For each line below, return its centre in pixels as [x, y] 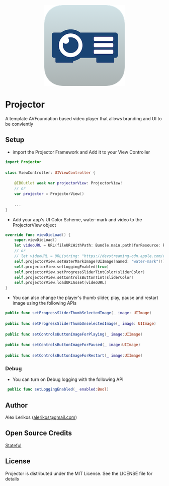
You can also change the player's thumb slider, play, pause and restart [85, 298]
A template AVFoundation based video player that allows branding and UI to [83, 118]
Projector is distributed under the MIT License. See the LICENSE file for [79, 473]
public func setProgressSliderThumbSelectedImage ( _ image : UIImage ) [78, 313]
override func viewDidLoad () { [38, 235]
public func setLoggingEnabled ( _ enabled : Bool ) [58, 390]
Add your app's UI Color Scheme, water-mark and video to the [77, 219]
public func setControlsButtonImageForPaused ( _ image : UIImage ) [73, 345]
